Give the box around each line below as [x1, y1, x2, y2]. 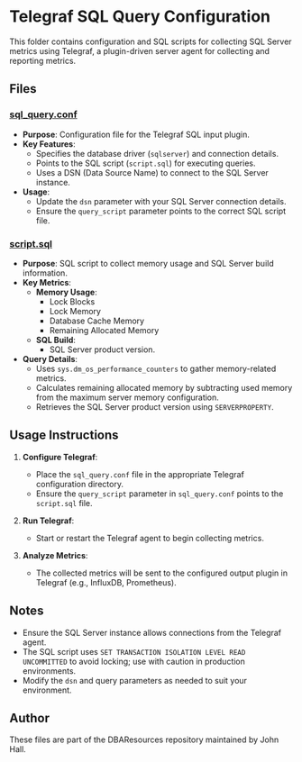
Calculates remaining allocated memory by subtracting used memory [35, 382, 293, 393]
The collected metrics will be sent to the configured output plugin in [35, 567, 288, 578]
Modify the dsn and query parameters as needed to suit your [22, 675, 248, 685]
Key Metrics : [22, 277, 72, 287]
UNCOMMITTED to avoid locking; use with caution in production [22, 656, 246, 667]
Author [9, 710, 50, 726]
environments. [22, 665, 77, 676]
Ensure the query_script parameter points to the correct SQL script [35, 205, 287, 216]
